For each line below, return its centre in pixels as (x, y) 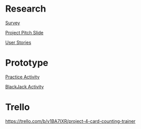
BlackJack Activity (25, 87)
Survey (13, 23)
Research (26, 9)
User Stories (18, 42)
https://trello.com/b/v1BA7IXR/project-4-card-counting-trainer (70, 121)
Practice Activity (22, 77)
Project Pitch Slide (24, 32)
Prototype (27, 63)
